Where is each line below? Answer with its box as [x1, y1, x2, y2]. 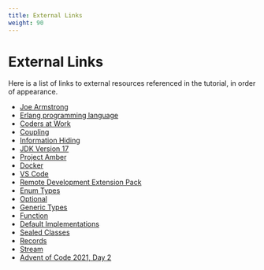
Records [19, 236, 47, 246]
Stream [19, 245, 43, 254]
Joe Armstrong [19, 102, 69, 112]
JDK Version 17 [19, 144, 69, 153]
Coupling [19, 128, 50, 137]
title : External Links [8, 11, 83, 20]
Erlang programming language [19, 111, 119, 120]
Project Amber [19, 153, 67, 162]
